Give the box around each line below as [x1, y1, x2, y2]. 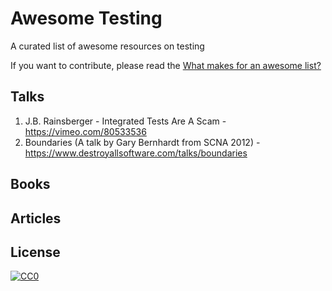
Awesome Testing [10, 7, 163, 30]
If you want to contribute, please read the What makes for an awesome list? [10, 59, 322, 71]
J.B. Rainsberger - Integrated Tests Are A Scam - [24, 115, 227, 127]
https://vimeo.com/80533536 [24, 125, 147, 137]
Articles [10, 210, 62, 227]
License [10, 243, 61, 261]
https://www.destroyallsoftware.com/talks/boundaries [24, 147, 248, 159]
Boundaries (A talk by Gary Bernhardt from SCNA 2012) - [24, 136, 261, 148]
